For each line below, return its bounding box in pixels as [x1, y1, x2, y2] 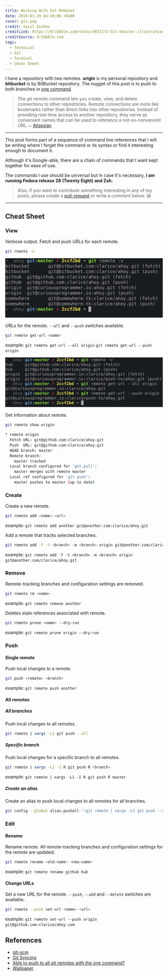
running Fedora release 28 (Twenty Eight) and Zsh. [5, 178, 113, 184]
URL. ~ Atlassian [17, 123, 51, 129]
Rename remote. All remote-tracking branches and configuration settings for [5, 844, 163, 850]
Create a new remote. [5, 503, 50, 509]
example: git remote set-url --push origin [5, 916, 97, 922]
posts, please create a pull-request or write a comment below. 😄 [17, 193, 151, 199]
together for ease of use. [5, 163, 56, 169]
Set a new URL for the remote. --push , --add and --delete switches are [5, 891, 151, 897]
